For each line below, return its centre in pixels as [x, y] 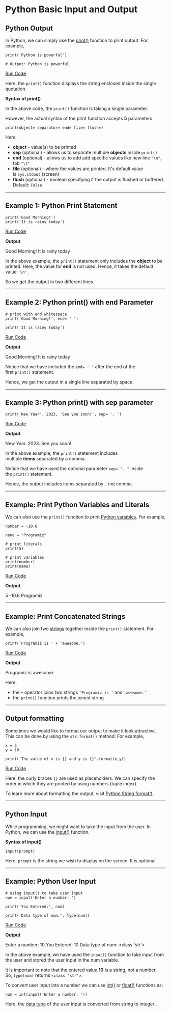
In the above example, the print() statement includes [62, 453]
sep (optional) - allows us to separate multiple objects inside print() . [85, 152]
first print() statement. [30, 372]
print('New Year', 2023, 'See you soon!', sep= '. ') [64, 414]
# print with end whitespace [36, 314]
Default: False [27, 185]
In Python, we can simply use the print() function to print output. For [77, 40]
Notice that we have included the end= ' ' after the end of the [70, 366]
